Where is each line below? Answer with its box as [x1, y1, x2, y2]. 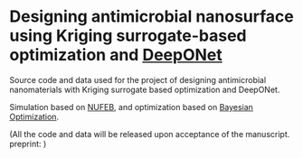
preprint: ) [9, 138, 47, 149]
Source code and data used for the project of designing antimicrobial [9, 74, 267, 85]
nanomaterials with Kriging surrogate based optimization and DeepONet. [9, 84, 280, 95]
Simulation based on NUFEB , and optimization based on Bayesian [9, 101, 253, 112]
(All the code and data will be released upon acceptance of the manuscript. [9, 128, 290, 139]
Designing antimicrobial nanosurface [9, 6, 294, 27]
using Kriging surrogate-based [9, 25, 247, 46]
